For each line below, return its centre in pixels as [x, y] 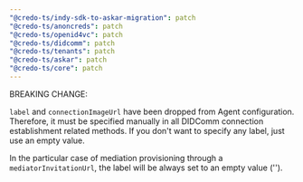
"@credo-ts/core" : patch [56, 69]
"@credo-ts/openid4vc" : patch [66, 34]
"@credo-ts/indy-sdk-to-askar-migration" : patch [103, 18]
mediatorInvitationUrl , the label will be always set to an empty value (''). [146, 168]
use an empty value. [47, 140]
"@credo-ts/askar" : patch [58, 60]
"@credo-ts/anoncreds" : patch [66, 26]
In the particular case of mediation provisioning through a [116, 158]
